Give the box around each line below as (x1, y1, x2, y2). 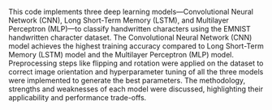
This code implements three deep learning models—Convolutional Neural (8, 7, 254, 16)
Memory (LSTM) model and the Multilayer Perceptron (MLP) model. (8, 50, 234, 59)
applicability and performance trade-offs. (8, 93, 147, 102)
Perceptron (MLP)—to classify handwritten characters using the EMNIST (8, 24, 252, 33)
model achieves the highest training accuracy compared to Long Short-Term (8, 41, 264, 51)
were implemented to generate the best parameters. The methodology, (8, 76, 246, 85)
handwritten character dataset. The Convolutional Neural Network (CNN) (8, 32, 253, 42)
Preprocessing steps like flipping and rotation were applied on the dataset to (8, 58, 264, 68)
